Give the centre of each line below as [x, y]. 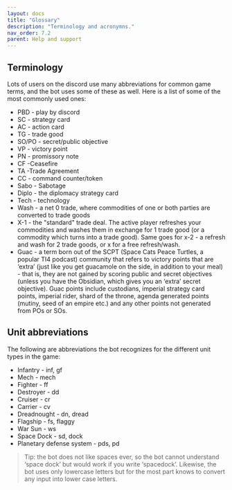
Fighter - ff [33, 384]
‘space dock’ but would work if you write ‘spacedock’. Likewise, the [120, 464]
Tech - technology [44, 200]
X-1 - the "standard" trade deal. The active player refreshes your [109, 222]
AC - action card [41, 127]
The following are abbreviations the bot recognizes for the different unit [109, 349]
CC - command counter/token [60, 178]
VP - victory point [42, 149]
